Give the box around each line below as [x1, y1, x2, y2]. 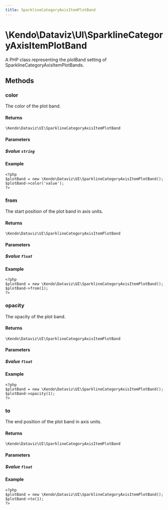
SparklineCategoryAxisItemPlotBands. [5, 62, 84, 68]
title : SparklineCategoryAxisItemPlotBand [5, 7, 96, 13]
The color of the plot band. [5, 103, 61, 109]
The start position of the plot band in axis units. [5, 208, 103, 214]
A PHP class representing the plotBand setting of [5, 56, 107, 63]
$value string [5, 148, 35, 154]
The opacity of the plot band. [5, 313, 66, 319]
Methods [5, 76, 34, 85]
